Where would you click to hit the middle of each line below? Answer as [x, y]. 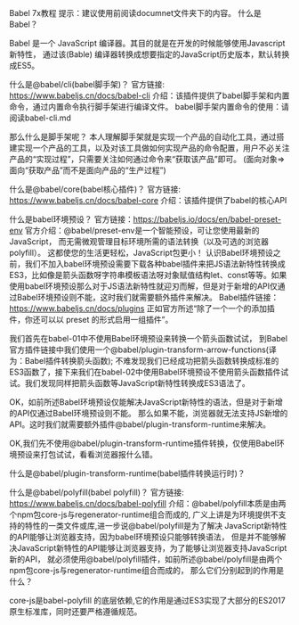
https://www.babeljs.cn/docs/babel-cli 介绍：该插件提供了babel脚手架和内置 [149, 95]
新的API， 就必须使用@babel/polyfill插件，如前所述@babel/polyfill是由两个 [146, 559]
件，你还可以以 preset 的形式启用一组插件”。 [91, 320]
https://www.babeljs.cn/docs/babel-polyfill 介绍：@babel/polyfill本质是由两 [148, 503]
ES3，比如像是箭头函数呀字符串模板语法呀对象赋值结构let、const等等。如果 [148, 275]
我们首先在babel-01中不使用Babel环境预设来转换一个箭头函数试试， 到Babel [148, 338]
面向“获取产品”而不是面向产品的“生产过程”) [88, 170]
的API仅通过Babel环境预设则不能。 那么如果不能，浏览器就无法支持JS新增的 [149, 413]
